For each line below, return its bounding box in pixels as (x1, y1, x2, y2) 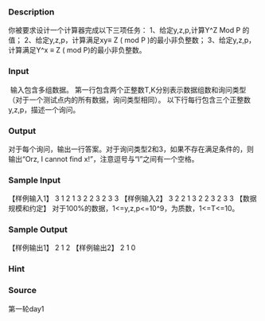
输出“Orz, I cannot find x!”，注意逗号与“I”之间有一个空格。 (8, 154, 199, 163)
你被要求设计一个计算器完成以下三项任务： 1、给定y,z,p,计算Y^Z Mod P (8, 25, 241, 35)
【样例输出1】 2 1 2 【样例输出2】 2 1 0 (8, 243, 136, 252)
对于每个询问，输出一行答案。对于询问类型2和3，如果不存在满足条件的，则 (8, 144, 255, 154)
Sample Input (8, 174, 61, 186)
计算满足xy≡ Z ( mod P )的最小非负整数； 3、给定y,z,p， (72, 35, 256, 45)
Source (8, 285, 37, 296)
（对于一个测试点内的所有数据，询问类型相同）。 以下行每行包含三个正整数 (8, 95, 251, 104)
